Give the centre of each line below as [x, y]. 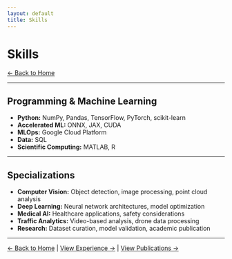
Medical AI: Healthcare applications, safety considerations [101, 214]
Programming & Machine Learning [82, 101]
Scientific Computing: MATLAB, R [66, 147]
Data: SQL [32, 140]
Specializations [41, 175]
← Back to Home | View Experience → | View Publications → [93, 248]
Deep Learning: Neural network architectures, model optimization [111, 207]
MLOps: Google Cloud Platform [62, 132]
